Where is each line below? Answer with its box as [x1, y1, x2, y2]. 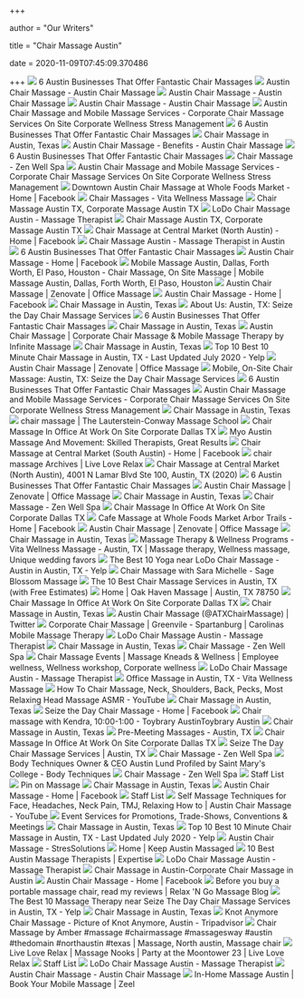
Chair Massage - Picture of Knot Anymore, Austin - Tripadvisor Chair [9, 917, 278, 928]
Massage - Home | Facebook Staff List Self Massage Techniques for [9, 790, 287, 801]
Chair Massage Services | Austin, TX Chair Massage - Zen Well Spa [9, 748, 273, 758]
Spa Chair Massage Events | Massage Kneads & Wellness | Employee [9, 651, 280, 662]
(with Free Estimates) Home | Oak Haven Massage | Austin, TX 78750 [9, 587, 280, 597]
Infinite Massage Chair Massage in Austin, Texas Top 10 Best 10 [9, 341, 270, 352]
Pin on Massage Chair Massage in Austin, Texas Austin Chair [20, 779, 270, 790]
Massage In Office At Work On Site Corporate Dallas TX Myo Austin [9, 426, 272, 436]
